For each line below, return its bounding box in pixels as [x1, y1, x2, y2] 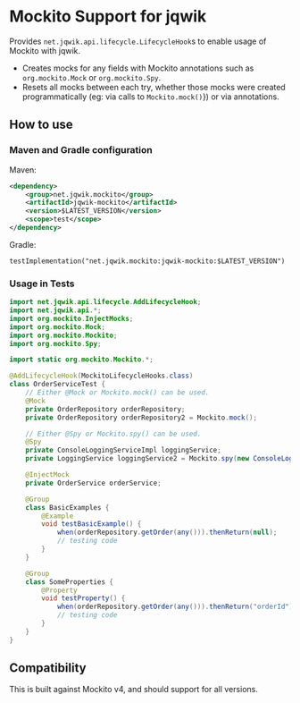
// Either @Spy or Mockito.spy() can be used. [25, 429, 202, 438]
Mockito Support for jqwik [9, 6, 207, 27]
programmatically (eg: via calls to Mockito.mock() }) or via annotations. [21, 91, 279, 102]
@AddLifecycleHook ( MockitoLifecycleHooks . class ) [9, 371, 194, 381]
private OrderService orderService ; [25, 479, 162, 487]
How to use [9, 117, 73, 132]
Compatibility [9, 660, 87, 676]
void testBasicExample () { [41, 520, 142, 529]
